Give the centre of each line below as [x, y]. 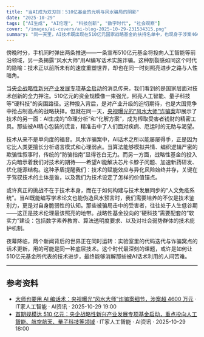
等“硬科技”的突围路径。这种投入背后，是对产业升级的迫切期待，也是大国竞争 [102, 103]
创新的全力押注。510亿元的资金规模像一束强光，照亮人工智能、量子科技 [101, 96]
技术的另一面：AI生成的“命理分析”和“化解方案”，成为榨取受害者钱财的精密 [99, 119]
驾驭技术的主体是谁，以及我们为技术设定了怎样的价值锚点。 [86, 178]
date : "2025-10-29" [31, 18]
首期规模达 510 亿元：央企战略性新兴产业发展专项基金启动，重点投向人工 [106, 314]
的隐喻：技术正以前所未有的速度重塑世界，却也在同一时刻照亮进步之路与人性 [102, 68]
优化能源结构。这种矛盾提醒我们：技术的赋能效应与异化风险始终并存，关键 [99, 170]
